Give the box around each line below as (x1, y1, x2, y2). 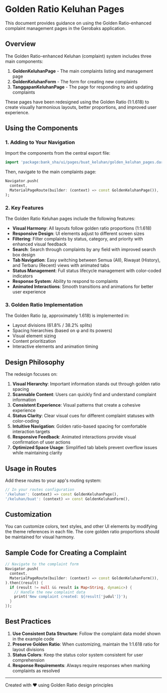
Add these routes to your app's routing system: (5, 477, 102, 483)
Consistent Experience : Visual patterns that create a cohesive (12, 402, 141, 408)
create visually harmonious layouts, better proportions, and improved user (5, 104, 157, 110)
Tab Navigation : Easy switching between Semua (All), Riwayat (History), (12, 257, 161, 263)
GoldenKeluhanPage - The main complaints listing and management (12, 68, 153, 74)
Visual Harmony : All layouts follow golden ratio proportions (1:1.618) (12, 226, 152, 231)
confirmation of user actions (12, 439, 71, 445)
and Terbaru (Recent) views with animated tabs (12, 262, 110, 268)
